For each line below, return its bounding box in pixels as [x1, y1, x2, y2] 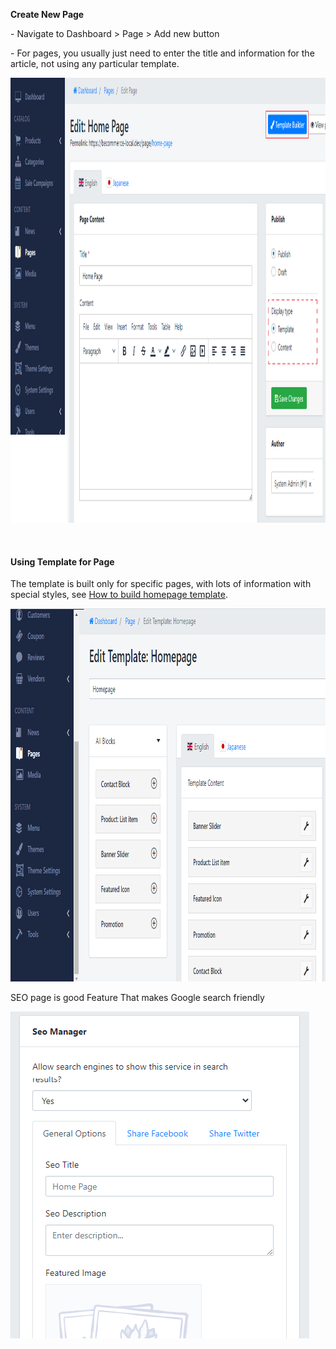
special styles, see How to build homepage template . [10, 589, 229, 601]
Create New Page [10, 9, 85, 20]
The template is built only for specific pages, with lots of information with [10, 578, 312, 590]
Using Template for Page [10, 555, 115, 568]
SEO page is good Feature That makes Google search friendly [10, 992, 265, 1004]
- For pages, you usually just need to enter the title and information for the [10, 47, 315, 59]
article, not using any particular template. [10, 58, 180, 69]
